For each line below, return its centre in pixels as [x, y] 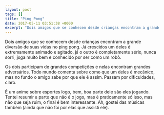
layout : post [18, 10]
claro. [11, 82]
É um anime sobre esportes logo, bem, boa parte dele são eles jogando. [77, 92]
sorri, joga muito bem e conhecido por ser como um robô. [63, 57]
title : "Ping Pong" [25, 19]
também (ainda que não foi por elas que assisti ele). [57, 108]
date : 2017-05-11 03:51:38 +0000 [39, 23]
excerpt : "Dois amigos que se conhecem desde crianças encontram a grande [83, 28]
